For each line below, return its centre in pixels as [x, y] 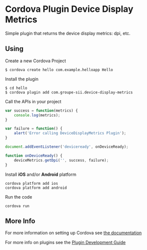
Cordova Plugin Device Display [69, 9]
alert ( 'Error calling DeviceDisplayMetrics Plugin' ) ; [70, 133]
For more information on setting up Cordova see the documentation [73, 233]
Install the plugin [22, 79]
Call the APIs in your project [33, 101]
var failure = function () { [34, 129]
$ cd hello [16, 88]
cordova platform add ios [31, 183]
